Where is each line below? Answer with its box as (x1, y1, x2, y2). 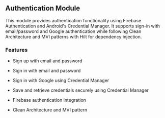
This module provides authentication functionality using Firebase (5, 17, 142, 23)
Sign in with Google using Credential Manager (12, 77, 109, 84)
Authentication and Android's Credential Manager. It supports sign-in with (5, 23, 160, 29)
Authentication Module (5, 4, 80, 13)
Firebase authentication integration (12, 97, 87, 103)
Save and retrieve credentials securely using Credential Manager (12, 87, 149, 93)
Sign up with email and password (12, 58, 82, 64)
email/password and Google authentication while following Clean (5, 28, 142, 34)
